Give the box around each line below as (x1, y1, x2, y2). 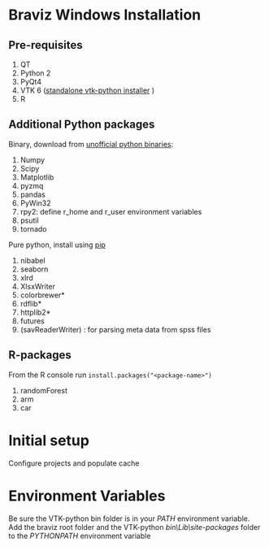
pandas (20, 189, 46, 199)
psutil (20, 215, 39, 225)
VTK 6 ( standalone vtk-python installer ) (20, 85, 155, 95)
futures (20, 315, 45, 326)
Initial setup (8, 431, 89, 449)
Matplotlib (20, 172, 54, 182)
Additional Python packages (8, 118, 155, 132)
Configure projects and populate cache (8, 458, 140, 468)
